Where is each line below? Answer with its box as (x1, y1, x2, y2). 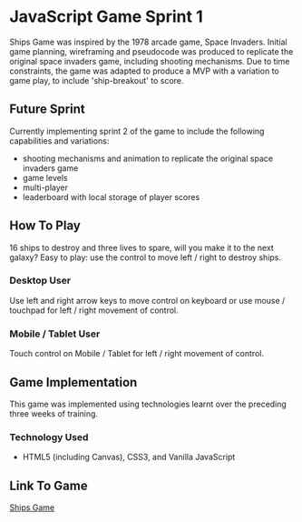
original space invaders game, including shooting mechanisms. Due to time (9, 55, 290, 66)
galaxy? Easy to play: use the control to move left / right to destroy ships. (9, 252, 282, 263)
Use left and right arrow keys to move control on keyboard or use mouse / (9, 295, 286, 306)
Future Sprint (9, 102, 86, 117)
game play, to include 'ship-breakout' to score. (9, 75, 184, 85)
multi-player (22, 182, 68, 193)
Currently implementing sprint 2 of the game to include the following (9, 125, 265, 136)
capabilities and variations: (9, 135, 110, 146)
